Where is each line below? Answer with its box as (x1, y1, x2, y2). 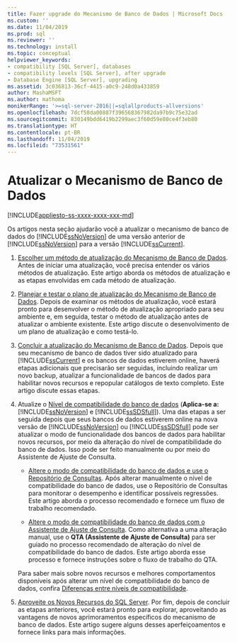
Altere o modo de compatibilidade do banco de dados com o (28, 518, 205, 526)
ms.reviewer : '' (7, 37, 55, 44)
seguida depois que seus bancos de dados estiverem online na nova (17, 415, 218, 423)
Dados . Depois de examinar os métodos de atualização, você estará (17, 297, 216, 306)
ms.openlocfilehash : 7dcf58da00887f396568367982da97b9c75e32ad (7, 109, 198, 116)
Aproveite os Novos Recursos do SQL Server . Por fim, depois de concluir (17, 598, 230, 606)
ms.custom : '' (7, 17, 50, 24)
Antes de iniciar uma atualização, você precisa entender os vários (17, 261, 210, 270)
